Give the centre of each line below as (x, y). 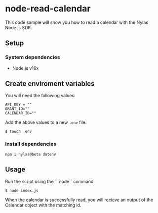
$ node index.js (22, 190)
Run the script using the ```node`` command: (50, 181)
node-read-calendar (48, 9)
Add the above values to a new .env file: (46, 122)
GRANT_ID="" (17, 109)
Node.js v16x (25, 68)
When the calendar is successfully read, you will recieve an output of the (79, 200)
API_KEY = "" (19, 105)
